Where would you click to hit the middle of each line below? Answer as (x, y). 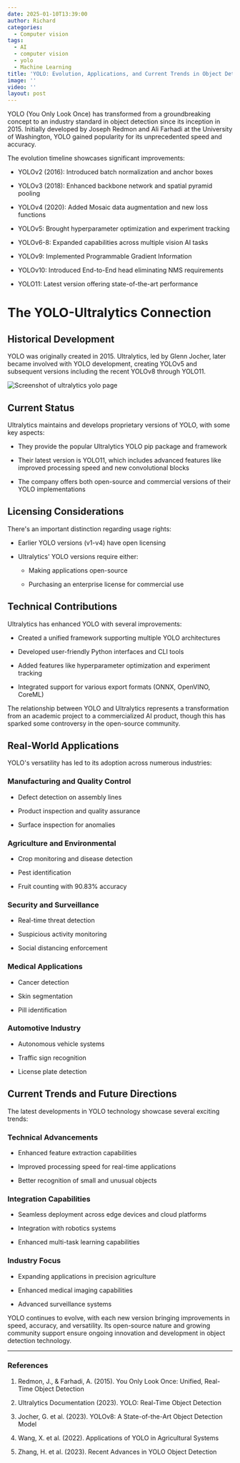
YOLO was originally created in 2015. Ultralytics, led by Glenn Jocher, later (117, 356)
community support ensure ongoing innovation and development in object (116, 1333)
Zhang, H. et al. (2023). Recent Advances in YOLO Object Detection (117, 1452)
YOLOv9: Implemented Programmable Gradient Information (105, 256)
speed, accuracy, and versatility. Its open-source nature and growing (109, 1325)
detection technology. (40, 1340)
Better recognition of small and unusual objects (87, 1180)
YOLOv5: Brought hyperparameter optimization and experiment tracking (124, 228)
